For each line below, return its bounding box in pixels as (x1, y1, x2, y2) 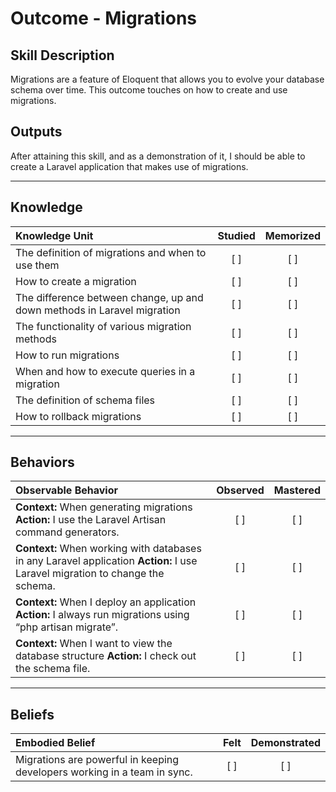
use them (15, 258, 60, 272)
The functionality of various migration (15, 319, 192, 333)
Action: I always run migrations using (15, 608, 190, 622)
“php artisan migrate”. (15, 620, 119, 634)
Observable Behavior (15, 483, 118, 497)
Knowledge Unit (15, 228, 94, 242)
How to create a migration (15, 274, 137, 288)
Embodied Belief (15, 736, 96, 750)
